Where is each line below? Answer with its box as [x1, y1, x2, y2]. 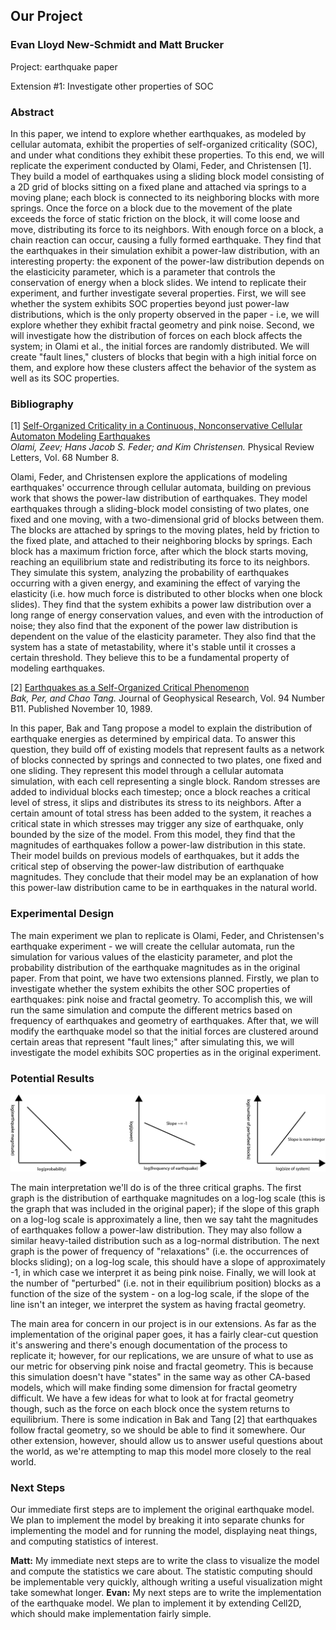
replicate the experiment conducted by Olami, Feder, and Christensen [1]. [10, 159, 312, 171]
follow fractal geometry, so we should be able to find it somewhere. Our [10, 1424, 306, 1436]
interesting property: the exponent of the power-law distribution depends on [10, 255, 325, 267]
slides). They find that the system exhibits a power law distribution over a [10, 599, 312, 611]
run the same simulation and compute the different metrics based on [10, 1004, 293, 1016]
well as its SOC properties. [10, 372, 120, 384]
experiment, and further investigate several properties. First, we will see [10, 287, 307, 299]
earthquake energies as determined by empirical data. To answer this [10, 733, 296, 745]
